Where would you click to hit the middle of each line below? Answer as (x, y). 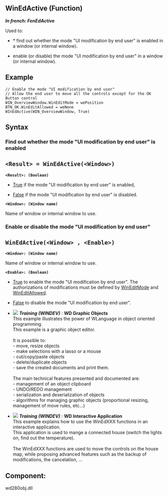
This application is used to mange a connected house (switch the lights (87, 433)
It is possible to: (29, 341)
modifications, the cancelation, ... (48, 460)
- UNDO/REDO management (42, 389)
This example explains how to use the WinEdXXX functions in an (80, 422)
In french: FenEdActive (30, 20)
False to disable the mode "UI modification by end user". (72, 303)
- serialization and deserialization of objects (59, 395)
